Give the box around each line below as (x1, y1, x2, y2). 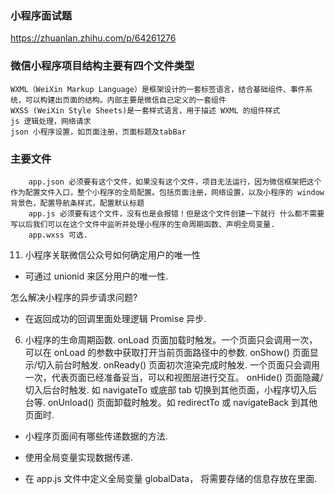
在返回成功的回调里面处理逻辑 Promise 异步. (24, 312, 207, 324)
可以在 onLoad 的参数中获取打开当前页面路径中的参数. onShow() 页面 (24, 346, 310, 358)
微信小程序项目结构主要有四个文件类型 (10, 59, 195, 73)
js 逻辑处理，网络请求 (10, 116, 92, 126)
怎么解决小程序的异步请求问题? (10, 291, 138, 303)
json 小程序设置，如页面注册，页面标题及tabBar (10, 127, 187, 137)
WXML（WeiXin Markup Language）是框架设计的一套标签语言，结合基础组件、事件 (10, 84, 306, 94)
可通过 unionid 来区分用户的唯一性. (24, 270, 169, 282)
